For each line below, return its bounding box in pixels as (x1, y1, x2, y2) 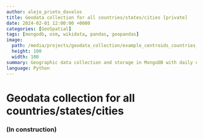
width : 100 (11, 54, 39, 60)
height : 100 (11, 48, 42, 54)
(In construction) (6, 125, 57, 134)
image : (6, 37, 23, 43)
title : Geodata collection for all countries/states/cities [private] (6, 15, 188, 21)
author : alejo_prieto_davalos (6, 8, 83, 15)
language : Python (6, 65, 50, 71)
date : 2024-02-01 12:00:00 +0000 (6, 20, 91, 26)
